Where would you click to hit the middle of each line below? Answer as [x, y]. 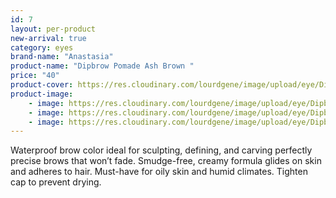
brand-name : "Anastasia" [62, 57]
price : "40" [35, 76]
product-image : [42, 94]
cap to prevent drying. [56, 182]
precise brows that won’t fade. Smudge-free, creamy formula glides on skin [166, 161]
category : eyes [42, 47]
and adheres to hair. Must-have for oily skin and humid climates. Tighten [159, 172]
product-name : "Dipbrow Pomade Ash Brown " [102, 66]
